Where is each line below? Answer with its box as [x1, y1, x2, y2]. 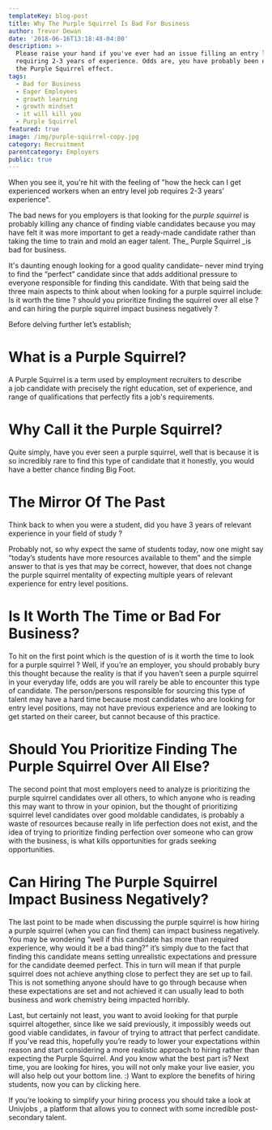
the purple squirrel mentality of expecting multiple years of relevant [8, 570, 233, 580]
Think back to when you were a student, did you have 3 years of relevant [8, 520, 252, 530]
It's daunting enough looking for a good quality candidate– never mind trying [8, 261, 264, 270]
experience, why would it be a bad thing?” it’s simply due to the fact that [8, 942, 249, 952]
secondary [8, 1112, 45, 1122]
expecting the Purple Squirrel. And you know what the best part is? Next [8, 1053, 249, 1063]
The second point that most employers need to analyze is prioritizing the [8, 784, 250, 794]
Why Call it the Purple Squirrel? [8, 421, 223, 439]
